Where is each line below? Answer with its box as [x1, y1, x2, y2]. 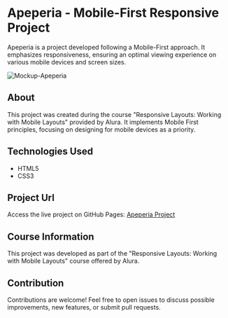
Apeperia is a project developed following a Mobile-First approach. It [7, 43, 206, 51]
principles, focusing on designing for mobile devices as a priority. [7, 125, 196, 134]
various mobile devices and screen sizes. [7, 57, 127, 66]
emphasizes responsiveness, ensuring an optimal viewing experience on [7, 50, 217, 59]
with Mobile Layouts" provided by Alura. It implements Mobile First [7, 118, 199, 126]
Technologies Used [7, 146, 93, 158]
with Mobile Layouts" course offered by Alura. [7, 257, 140, 265]
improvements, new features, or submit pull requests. [7, 303, 161, 311]
